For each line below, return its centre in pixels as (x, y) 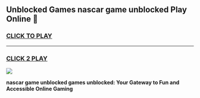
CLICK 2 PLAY (27, 58)
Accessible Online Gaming (40, 88)
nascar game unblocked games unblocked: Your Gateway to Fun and (93, 82)
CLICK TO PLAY (29, 36)
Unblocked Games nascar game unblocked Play (97, 10)
